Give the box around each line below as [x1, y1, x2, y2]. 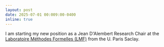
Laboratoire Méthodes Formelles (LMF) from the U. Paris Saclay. [5, 36, 140, 42]
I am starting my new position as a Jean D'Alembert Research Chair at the [5, 31, 159, 37]
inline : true [5, 17, 33, 22]
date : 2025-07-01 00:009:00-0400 [5, 12, 76, 17]
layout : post [5, 7, 33, 13]
